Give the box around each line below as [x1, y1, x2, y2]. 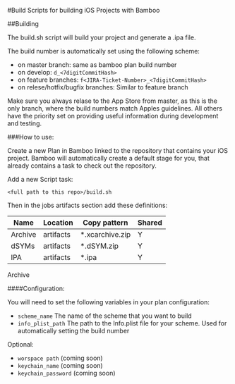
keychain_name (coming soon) [17, 361, 104, 369]
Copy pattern [82, 218, 128, 228]
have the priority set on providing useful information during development [7, 112, 219, 120]
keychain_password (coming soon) [17, 369, 116, 377]
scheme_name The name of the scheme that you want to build [17, 311, 192, 320]
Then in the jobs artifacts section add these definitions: [7, 201, 168, 209]
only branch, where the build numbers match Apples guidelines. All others [7, 104, 222, 112]
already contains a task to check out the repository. [7, 161, 157, 170]
